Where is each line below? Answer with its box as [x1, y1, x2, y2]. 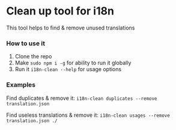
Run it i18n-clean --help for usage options [14, 66, 122, 73]
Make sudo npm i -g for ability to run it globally [14, 59, 132, 67]
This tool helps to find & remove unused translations [6, 24, 135, 31]
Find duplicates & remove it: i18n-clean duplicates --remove [6, 94, 157, 102]
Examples [6, 81, 36, 89]
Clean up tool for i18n [6, 4, 114, 18]
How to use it [6, 39, 45, 48]
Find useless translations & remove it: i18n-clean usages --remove [6, 111, 170, 119]
